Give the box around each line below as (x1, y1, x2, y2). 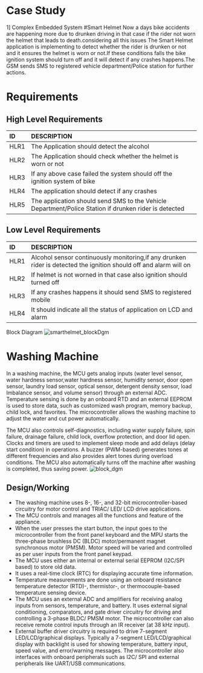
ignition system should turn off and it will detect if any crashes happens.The (6, 56, 195, 63)
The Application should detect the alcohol (31, 142, 150, 150)
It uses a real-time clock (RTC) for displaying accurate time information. (14, 569, 193, 577)
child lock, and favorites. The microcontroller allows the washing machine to (6, 408, 196, 416)
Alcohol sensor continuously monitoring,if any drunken (31, 253, 186, 261)
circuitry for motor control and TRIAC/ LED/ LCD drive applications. (14, 505, 182, 512)
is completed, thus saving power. (6, 465, 89, 472)
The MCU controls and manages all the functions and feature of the (14, 511, 184, 519)
